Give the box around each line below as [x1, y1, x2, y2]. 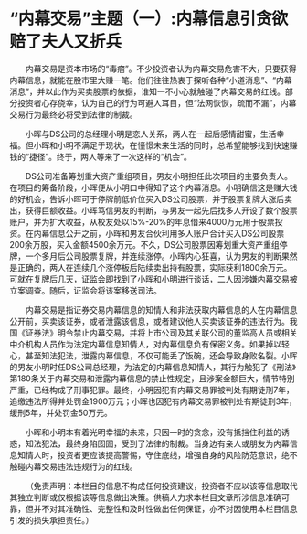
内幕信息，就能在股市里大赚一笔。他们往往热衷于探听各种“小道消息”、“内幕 [9, 74, 292, 85]
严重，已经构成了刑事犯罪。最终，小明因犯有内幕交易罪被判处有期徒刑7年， [9, 384, 294, 395]
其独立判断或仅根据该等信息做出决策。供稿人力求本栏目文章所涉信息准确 [9, 491, 281, 503]
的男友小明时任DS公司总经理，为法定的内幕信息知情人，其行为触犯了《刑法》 [9, 361, 297, 372]
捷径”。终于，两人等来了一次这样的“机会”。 [28, 151, 192, 162]
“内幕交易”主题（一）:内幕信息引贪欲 [9, 8, 289, 29]
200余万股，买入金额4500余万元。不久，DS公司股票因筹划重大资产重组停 [9, 239, 288, 250]
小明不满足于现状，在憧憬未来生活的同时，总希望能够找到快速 [57, 139, 290, 151]
